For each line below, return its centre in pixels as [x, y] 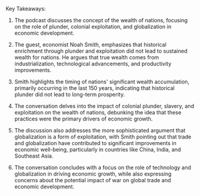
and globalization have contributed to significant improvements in [95, 143]
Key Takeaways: [26, 9]
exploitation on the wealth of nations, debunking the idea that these [98, 112]
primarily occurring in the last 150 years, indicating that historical [94, 88]
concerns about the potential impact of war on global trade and [93, 180]
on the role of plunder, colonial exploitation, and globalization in [93, 27]
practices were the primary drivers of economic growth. [83, 119]
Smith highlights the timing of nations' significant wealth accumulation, [102, 82]
